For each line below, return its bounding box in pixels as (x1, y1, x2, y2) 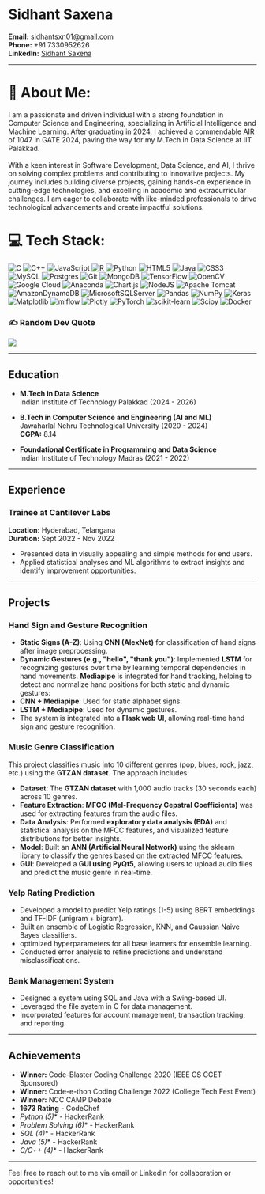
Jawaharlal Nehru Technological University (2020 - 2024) (19, 421, 208, 430)
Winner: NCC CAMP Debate (19, 1095, 112, 1105)
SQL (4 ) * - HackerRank (19, 1129, 95, 1138)
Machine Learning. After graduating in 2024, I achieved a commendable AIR (8, 127, 255, 136)
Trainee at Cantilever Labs (8, 507, 111, 518)
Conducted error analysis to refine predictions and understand (19, 947, 223, 957)
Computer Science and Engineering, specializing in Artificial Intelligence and (8, 118, 256, 127)
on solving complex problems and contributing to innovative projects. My (8, 169, 246, 178)
